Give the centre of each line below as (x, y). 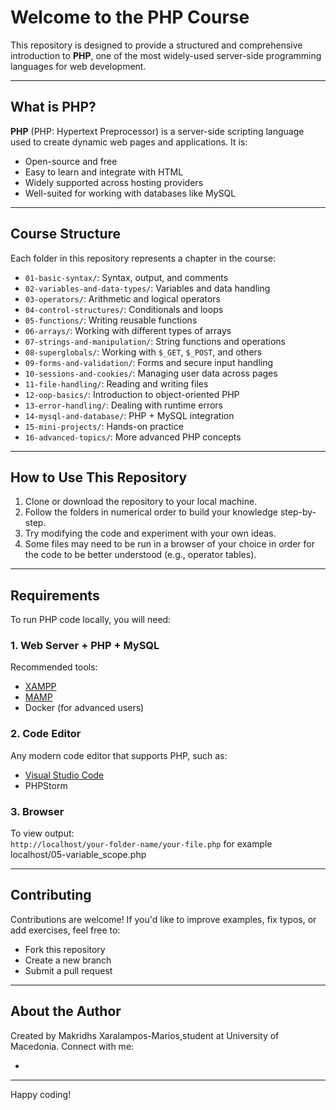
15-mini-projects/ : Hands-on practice (104, 426)
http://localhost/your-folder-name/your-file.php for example (141, 844)
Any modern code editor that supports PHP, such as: (119, 755)
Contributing (51, 895)
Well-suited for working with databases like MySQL (130, 193)
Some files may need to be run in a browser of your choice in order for (169, 544)
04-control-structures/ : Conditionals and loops (124, 309)
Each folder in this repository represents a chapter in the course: (143, 258)
